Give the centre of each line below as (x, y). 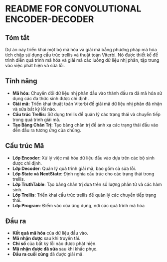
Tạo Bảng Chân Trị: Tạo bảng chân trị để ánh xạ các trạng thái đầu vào (85, 125)
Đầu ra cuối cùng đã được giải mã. (48, 254)
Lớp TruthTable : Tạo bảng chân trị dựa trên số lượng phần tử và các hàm (87, 184)
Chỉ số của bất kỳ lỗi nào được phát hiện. (54, 244)
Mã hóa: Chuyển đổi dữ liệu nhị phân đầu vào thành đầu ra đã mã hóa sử (87, 93)
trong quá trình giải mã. (36, 120)
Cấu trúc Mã (25, 146)
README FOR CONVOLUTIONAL (73, 9)
